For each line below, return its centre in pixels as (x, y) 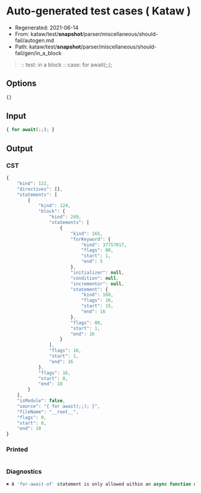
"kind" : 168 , (97, 295)
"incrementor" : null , (97, 284)
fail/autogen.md (34, 40)
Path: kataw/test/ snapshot (48, 47)
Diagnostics (24, 471)
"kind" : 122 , (33, 183)
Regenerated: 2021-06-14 (47, 28)
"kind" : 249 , (65, 217)
